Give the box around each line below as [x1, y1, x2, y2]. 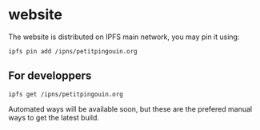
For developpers [8, 69, 92, 83]
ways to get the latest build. [8, 112, 100, 122]
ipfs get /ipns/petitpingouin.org [8, 90, 124, 98]
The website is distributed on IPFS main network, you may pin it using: [8, 32, 240, 41]
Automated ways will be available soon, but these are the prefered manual [8, 104, 253, 113]
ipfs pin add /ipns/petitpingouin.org [8, 47, 138, 55]
